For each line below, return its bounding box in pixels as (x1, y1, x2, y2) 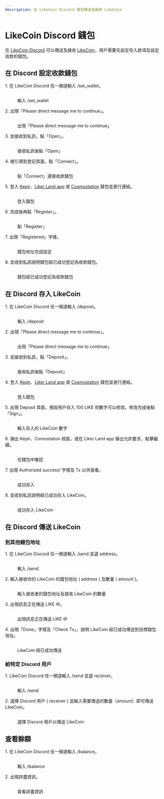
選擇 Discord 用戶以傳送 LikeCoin (17, 719, 84, 725)
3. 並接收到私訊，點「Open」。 (5, 133, 67, 139)
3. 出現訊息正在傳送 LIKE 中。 (5, 601, 65, 607)
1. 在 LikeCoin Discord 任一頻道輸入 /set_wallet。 (5, 83, 103, 89)
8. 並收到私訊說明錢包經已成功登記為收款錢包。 (5, 259, 100, 265)
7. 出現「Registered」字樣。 (5, 234, 61, 240)
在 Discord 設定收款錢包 (5, 69, 78, 77)
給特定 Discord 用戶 (5, 660, 52, 667)
